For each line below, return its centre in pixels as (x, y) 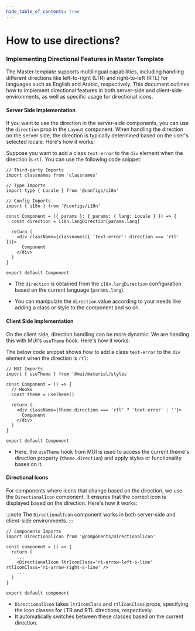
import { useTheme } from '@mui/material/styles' (68, 374)
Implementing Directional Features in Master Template (85, 59)
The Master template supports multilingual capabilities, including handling (95, 72)
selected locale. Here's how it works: (51, 142)
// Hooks (22, 389)
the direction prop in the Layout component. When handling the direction (95, 129)
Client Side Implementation (40, 321)
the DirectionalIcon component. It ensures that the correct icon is (86, 497)
